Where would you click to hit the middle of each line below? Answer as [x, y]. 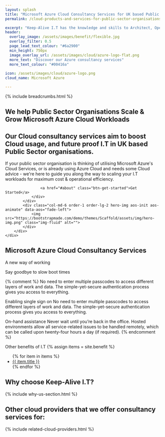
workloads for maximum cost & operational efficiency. [60, 179]
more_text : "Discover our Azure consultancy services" [67, 60]
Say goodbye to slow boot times [38, 272]
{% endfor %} [26, 367]
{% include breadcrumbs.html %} [39, 96]
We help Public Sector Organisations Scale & [75, 112]
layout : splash [21, 10]
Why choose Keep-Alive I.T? [50, 382]
